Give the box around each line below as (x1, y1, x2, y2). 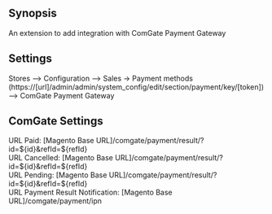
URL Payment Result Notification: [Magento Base (8, 187, 173, 198)
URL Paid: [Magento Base (8, 136, 94, 146)
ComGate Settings (8, 114, 103, 129)
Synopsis (8, 7, 57, 20)
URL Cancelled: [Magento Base (8, 153, 114, 163)
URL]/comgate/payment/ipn (8, 196, 103, 206)
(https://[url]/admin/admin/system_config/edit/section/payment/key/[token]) (8, 81, 265, 92)
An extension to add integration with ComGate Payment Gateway (8, 28, 226, 37)
